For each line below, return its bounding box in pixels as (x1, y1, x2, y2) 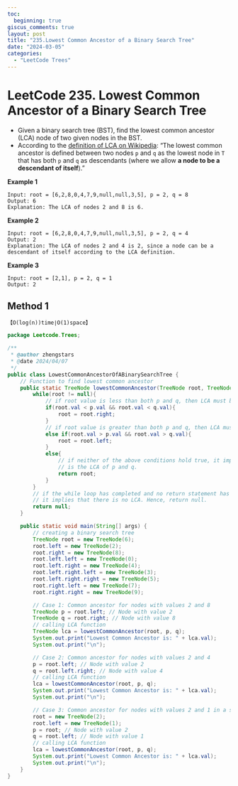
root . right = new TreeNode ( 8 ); (33, 549, 125, 556)
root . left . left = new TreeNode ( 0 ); (33, 556, 138, 563)
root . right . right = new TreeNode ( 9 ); (33, 588, 144, 596)
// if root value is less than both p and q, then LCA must (45, 397, 227, 405)
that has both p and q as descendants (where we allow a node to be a (17, 156, 220, 164)
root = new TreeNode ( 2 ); (33, 713, 106, 720)
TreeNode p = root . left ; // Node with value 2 (33, 608, 173, 615)
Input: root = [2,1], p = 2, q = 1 (7, 274, 113, 281)
